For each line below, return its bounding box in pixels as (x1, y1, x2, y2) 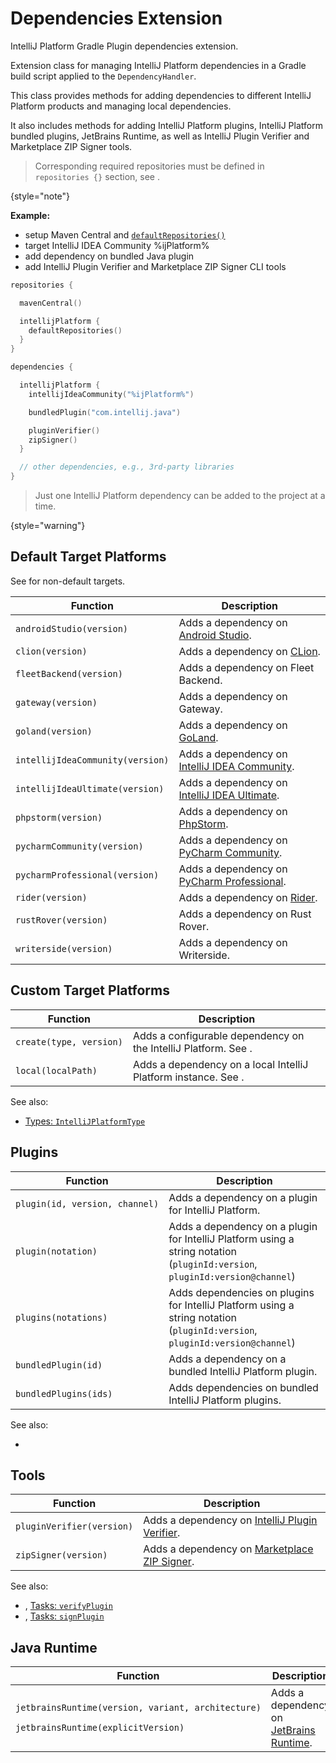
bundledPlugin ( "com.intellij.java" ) (28, 407, 182, 417)
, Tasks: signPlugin (24, 1610, 105, 1622)
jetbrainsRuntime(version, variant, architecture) (15, 1702, 262, 1714)
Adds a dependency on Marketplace (143, 1542, 314, 1556)
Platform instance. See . (132, 1070, 245, 1084)
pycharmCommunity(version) (15, 840, 144, 852)
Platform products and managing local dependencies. (10, 100, 232, 112)
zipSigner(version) (15, 1550, 108, 1561)
